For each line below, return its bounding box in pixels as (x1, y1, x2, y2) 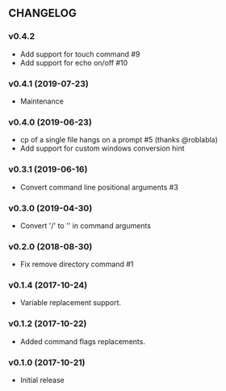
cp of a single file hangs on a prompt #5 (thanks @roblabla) (19, 135, 218, 145)
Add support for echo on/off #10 (19, 57, 128, 67)
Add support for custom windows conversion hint (19, 143, 185, 153)
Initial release (19, 376, 65, 385)
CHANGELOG (8, 6, 77, 20)
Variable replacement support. (19, 298, 122, 308)
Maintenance (19, 96, 65, 106)
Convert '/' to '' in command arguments (19, 220, 152, 230)
